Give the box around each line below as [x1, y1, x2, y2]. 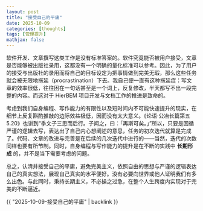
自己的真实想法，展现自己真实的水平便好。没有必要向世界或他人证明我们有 [6, 170, 192, 177]
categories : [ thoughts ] [6, 25, 66, 32]
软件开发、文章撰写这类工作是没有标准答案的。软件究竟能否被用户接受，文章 [6, 54, 197, 61]
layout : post [6, 8, 39, 15]
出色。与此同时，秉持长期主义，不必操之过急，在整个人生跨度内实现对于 [11, 178, 192, 184]
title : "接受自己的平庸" [6, 14, 62, 20]
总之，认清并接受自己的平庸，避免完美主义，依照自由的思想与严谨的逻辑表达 [6, 163, 197, 169]
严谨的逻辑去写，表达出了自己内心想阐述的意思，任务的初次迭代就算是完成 [6, 127, 192, 134]
